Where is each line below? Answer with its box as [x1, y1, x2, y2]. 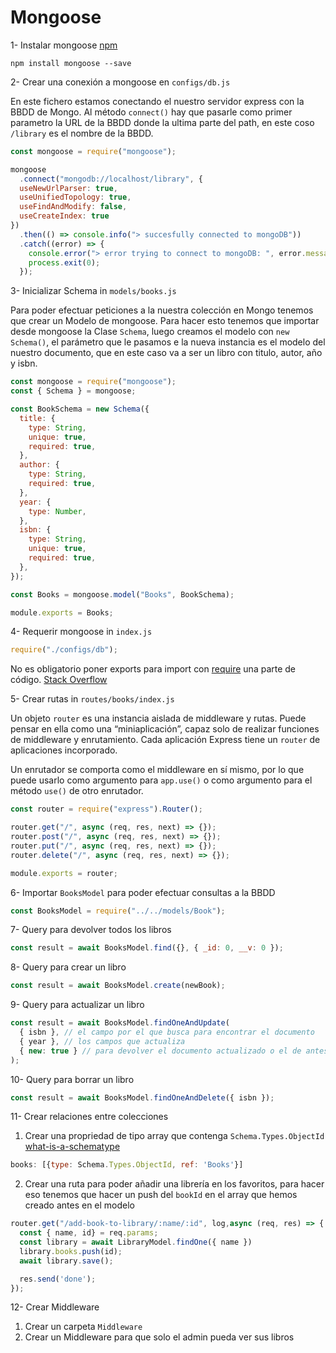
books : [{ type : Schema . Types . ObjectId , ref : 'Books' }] [10, 1160, 244, 1170]
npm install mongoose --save [10, 58, 132, 68]
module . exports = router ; [10, 868, 118, 878]
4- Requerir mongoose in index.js [10, 626, 153, 638]
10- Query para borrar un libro [10, 1073, 135, 1085]
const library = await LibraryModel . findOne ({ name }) [19, 1237, 253, 1248]
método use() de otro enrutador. [10, 785, 144, 797]
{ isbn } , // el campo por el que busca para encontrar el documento [19, 1027, 315, 1038]
